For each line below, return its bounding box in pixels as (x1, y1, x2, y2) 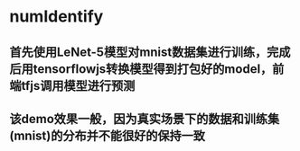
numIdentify (9, 6, 104, 27)
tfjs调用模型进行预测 (21, 78, 136, 93)
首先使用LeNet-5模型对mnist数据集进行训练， (9, 44, 267, 59)
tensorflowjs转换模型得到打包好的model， (33, 61, 273, 76)
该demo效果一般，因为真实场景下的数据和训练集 (9, 111, 280, 127)
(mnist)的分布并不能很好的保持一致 (9, 128, 206, 143)
